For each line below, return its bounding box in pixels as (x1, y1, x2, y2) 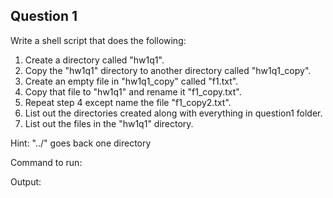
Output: (10, 175, 42, 188)
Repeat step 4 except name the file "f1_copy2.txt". (24, 96, 232, 108)
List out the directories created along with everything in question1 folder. (24, 107, 323, 119)
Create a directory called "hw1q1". (24, 54, 165, 66)
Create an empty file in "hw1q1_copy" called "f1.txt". (24, 75, 239, 87)
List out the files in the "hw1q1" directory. (24, 117, 194, 129)
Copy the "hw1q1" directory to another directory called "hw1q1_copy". (24, 64, 312, 76)
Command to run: (10, 156, 83, 168)
